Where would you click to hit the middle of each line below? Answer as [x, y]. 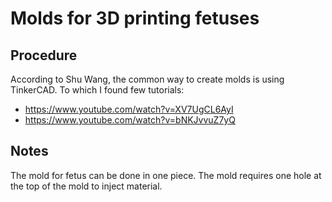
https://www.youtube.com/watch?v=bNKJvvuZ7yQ [130, 120]
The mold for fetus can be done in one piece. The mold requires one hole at [166, 175]
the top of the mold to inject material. [86, 186]
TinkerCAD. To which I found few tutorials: [97, 90]
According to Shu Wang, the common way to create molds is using [147, 79]
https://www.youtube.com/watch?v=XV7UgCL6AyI [129, 109]
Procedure [44, 55]
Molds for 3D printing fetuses [135, 18]
